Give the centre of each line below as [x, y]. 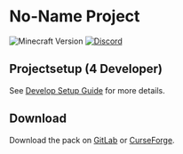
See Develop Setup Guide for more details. [88, 90]
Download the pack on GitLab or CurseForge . [92, 140]
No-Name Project [75, 16]
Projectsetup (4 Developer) [86, 69]
